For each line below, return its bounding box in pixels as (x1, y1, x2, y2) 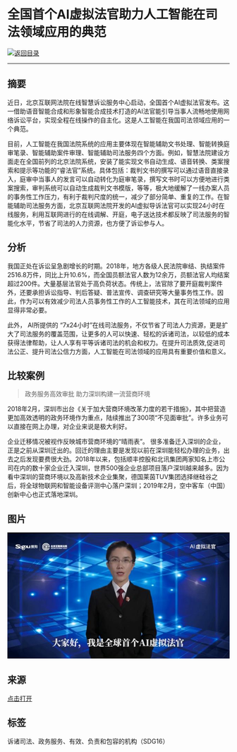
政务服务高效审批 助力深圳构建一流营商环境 (24, 389, 150, 399)
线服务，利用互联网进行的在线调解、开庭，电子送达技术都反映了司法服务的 (7, 210, 224, 219)
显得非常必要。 (7, 305, 51, 314)
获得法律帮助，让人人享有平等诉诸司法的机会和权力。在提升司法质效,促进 (7, 338, 220, 346)
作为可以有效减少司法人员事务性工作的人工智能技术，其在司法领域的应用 (19, 297, 230, 305)
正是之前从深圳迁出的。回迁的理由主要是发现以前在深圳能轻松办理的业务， (7, 446, 224, 455)
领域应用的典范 (20, 24, 107, 40)
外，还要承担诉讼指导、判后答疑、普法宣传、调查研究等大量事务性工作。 (7, 288, 217, 296)
